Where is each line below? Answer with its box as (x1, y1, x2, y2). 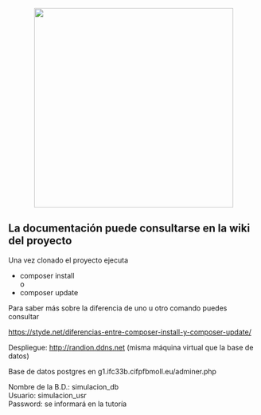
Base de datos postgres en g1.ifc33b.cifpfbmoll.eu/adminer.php (8, 366, 217, 376)
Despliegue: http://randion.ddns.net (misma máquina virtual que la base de (8, 342, 254, 352)
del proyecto (8, 234, 72, 247)
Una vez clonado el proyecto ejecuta (8, 255, 129, 265)
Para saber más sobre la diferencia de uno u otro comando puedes (8, 303, 228, 313)
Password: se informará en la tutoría (8, 399, 127, 409)
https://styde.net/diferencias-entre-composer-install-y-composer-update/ (8, 327, 252, 337)
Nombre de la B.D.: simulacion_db (8, 381, 119, 391)
